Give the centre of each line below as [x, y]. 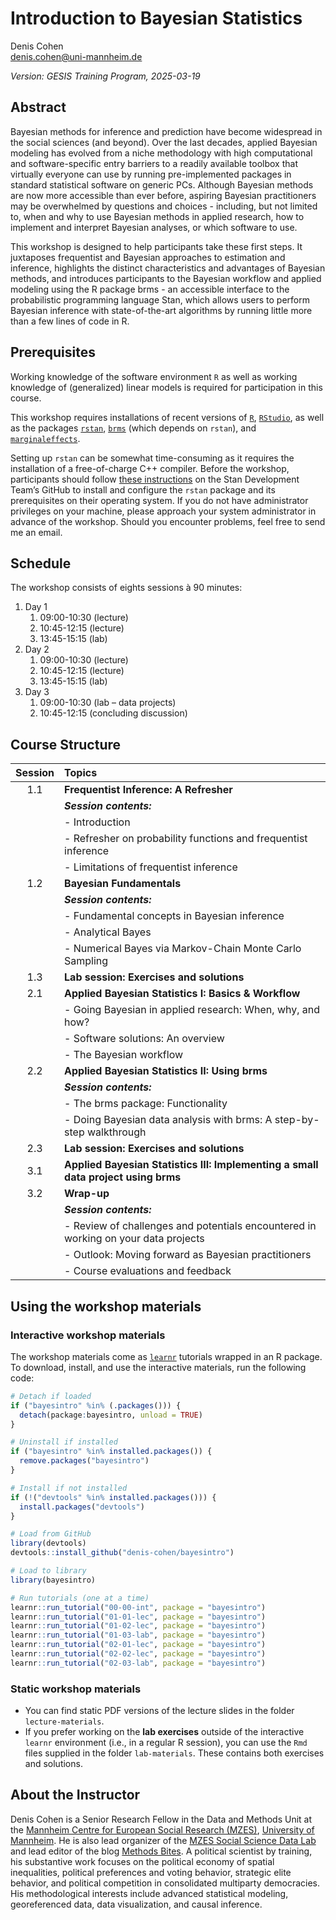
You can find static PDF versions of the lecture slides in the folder [159, 1711]
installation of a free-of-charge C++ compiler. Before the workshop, [150, 468]
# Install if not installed [69, 1488]
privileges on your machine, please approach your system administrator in [163, 511]
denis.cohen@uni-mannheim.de [76, 56]
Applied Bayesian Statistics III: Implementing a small [191, 1165]
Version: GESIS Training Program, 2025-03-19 [105, 76]
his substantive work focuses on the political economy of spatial [142, 1861]
